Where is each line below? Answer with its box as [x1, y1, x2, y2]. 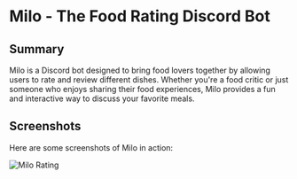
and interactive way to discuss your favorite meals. [9, 93, 195, 104]
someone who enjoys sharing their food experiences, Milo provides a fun [9, 84, 277, 94]
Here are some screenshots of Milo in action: [9, 142, 174, 152]
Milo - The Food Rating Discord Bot [9, 6, 270, 27]
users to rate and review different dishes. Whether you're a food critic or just [9, 74, 289, 85]
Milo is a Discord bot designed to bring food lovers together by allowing [9, 65, 270, 75]
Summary [9, 42, 65, 57]
